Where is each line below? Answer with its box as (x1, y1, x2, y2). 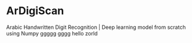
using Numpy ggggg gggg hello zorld (6, 29, 98, 37)
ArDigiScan (6, 4, 64, 18)
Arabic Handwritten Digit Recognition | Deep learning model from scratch (6, 24, 186, 31)
